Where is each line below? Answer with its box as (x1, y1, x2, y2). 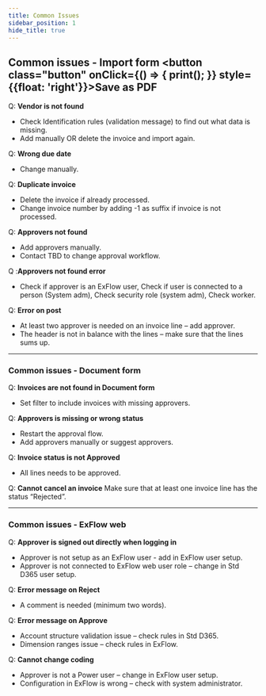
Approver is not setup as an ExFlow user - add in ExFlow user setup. (19, 553, 243, 562)
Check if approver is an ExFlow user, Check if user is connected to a (19, 282, 243, 292)
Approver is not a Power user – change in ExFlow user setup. (19, 670, 218, 679)
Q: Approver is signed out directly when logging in (8, 537, 177, 547)
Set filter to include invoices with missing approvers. (19, 398, 191, 408)
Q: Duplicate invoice (8, 180, 77, 189)
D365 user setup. (19, 569, 77, 579)
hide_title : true (8, 26, 66, 34)
